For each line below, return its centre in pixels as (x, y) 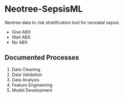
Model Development (32, 90)
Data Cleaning (26, 69)
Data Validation (27, 75)
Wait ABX (21, 37)
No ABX (20, 42)
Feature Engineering (32, 85)
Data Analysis (25, 79)
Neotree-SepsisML (44, 9)
